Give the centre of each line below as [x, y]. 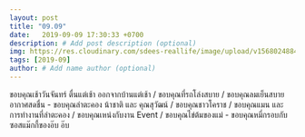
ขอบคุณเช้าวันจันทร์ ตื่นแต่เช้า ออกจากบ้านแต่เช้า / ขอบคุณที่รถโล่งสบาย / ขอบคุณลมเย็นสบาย [147, 94]
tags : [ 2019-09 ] [40, 60]
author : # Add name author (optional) [83, 69]
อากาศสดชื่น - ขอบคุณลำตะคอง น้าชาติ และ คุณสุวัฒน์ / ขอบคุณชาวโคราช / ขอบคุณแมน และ [147, 104]
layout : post [34, 18]
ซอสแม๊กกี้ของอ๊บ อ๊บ [39, 124]
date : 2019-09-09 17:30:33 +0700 [77, 34]
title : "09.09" [38, 26]
